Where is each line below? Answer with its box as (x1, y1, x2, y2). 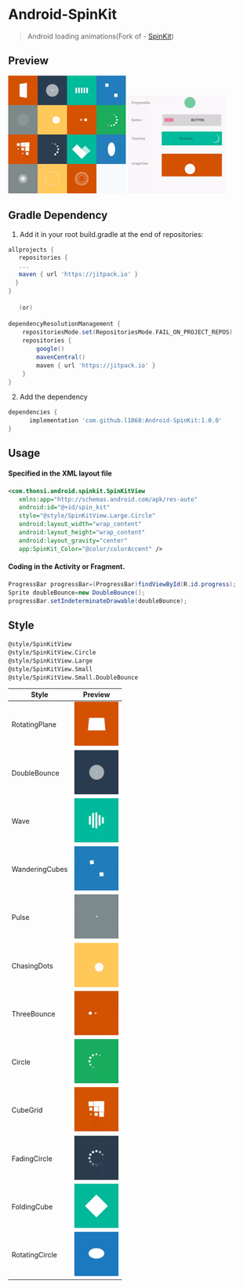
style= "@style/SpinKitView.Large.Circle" (18, 512, 156, 520)
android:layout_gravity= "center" (18, 536, 128, 545)
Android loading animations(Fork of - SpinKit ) (27, 31, 174, 41)
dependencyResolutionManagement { (8, 320, 121, 328)
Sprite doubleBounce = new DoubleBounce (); (8, 589, 146, 597)
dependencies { (8, 408, 58, 417)
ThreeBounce (11, 1009, 56, 1018)
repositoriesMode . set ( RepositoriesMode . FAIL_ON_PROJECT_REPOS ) (22, 328, 234, 337)
